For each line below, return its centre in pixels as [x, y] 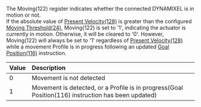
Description [49, 68]
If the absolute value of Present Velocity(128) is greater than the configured [99, 21]
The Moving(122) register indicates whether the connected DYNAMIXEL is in [100, 9]
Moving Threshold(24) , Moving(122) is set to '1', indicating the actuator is [96, 27]
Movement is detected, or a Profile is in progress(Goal [108, 88]
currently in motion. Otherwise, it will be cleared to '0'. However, [85, 34]
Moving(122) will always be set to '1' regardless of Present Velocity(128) [95, 40]
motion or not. [24, 15]
